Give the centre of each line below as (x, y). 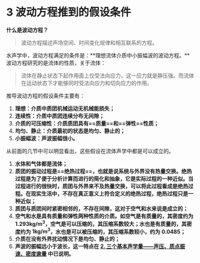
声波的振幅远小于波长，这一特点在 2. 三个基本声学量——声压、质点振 (100, 246)
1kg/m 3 (41, 231)
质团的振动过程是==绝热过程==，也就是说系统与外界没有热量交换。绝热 (103, 171)
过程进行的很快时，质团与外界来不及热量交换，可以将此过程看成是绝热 (101, 186)
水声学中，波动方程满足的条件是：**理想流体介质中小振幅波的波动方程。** (98, 55)
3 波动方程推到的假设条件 (69, 12)
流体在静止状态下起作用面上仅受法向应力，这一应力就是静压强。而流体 (107, 75)
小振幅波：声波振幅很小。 (46, 138)
